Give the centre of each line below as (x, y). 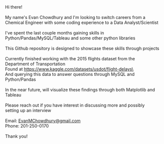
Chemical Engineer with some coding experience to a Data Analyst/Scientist (82, 22)
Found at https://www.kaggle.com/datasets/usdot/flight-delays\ (69, 69)
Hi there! (14, 7)
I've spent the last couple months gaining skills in (55, 33)
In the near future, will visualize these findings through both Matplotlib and (80, 90)
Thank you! (16, 136)
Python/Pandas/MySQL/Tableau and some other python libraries (70, 38)
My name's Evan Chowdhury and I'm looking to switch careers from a (75, 17)
